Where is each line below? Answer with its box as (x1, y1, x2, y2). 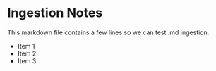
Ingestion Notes (7, 5, 103, 21)
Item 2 (17, 49, 37, 58)
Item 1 (17, 41, 35, 50)
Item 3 (17, 56, 37, 65)
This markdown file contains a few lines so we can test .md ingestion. (7, 28, 210, 37)
